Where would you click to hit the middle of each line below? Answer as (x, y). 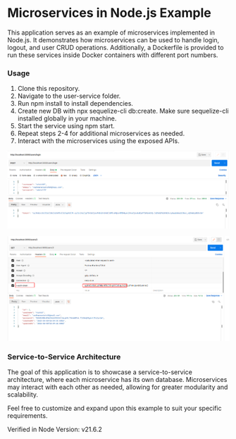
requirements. (27, 416)
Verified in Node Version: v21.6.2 (55, 429)
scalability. (23, 395)
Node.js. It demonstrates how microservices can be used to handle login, (113, 39)
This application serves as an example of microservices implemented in (111, 32)
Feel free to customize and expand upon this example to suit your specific (114, 408)
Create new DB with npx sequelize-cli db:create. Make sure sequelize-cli (123, 111)
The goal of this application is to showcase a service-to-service (100, 372)
